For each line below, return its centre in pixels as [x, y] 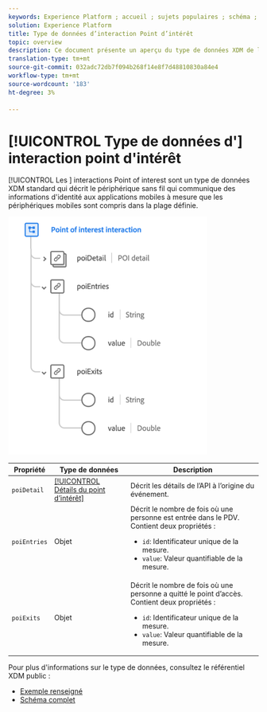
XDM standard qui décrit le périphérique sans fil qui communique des [122, 189]
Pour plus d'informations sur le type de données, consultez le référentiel [126, 667]
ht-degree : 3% [32, 92]
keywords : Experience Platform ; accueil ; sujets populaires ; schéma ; [133, 17]
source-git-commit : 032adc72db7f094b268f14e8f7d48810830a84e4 [113, 68]
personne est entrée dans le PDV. [185, 518]
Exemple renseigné [51, 691]
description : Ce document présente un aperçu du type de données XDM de [131, 51]
